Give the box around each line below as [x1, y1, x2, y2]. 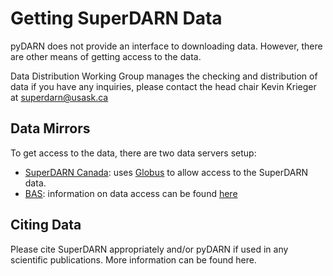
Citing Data [10, 217, 82, 234]
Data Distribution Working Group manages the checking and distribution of [10, 70, 318, 82]
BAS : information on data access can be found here [24, 187, 238, 199]
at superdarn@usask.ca [10, 91, 109, 103]
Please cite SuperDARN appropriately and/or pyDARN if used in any [10, 243, 289, 255]
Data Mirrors [10, 120, 91, 137]
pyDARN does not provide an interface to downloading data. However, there [10, 40, 323, 52]
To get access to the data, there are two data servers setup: [10, 147, 257, 159]
